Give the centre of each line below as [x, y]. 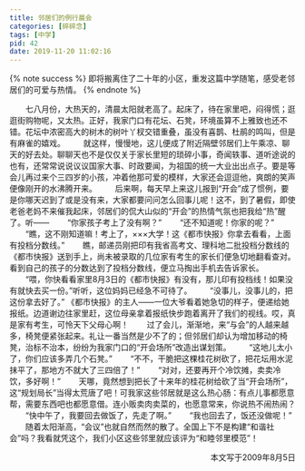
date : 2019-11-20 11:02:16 [60, 52]
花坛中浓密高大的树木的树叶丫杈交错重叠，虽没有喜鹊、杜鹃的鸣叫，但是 [160, 132]
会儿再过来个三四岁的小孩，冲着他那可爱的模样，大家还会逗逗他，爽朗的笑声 [152, 177]
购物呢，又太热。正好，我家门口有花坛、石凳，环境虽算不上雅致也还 [152, 121]
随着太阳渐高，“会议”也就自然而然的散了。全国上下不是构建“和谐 [146, 427]
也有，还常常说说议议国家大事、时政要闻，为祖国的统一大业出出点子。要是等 [152, 166]
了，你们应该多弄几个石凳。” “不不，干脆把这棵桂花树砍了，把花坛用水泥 [151, 358]
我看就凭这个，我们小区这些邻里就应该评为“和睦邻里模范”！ [148, 438]
